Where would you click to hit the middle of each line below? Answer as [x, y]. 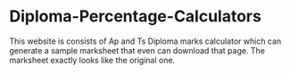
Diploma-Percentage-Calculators [135, 16]
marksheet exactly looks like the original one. [92, 60]
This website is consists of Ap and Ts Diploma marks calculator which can [145, 41]
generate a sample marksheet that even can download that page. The [137, 50]
